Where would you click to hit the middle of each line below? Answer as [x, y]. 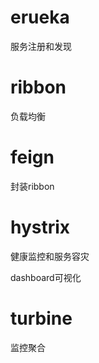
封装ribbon [32, 186]
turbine [41, 318]
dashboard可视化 [46, 277]
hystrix [40, 227]
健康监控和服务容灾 [50, 256]
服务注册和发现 [41, 46]
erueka [40, 17]
